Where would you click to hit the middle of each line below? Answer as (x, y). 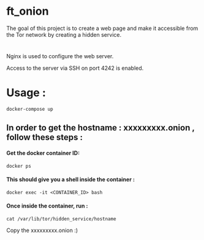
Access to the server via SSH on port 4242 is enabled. (75, 68)
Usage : (26, 93)
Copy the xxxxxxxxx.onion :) (42, 230)
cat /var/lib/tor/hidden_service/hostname (61, 219)
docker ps (19, 166)
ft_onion (28, 11)
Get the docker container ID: (43, 153)
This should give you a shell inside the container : (70, 179)
